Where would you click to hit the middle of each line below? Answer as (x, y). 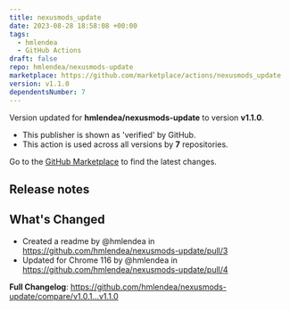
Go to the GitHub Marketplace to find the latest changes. (113, 161)
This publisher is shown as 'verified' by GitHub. (109, 135)
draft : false (33, 59)
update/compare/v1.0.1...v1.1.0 (64, 296)
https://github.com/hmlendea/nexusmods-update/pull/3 (125, 250)
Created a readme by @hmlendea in (88, 241)
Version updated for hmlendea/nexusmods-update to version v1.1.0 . (137, 118)
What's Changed (57, 220)
